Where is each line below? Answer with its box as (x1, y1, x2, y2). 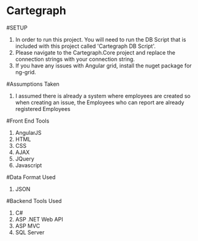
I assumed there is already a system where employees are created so (15, 92, 191, 99)
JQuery (15, 155, 35, 163)
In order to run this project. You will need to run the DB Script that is (15, 36, 186, 43)
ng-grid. (15, 68, 37, 75)
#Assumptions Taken (6, 80, 60, 88)
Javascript (15, 161, 42, 169)
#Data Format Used (6, 173, 56, 181)
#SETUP (6, 24, 28, 31)
